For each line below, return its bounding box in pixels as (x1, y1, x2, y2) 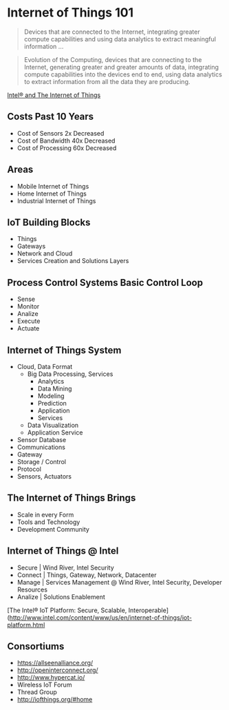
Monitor (17, 302, 40, 311)
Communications (17, 443, 65, 451)
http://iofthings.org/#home (17, 696, 93, 704)
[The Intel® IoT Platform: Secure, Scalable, (7, 606, 127, 614)
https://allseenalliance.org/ (17, 659, 94, 667)
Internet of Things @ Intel (7, 545, 119, 557)
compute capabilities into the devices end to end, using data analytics (23, 70, 222, 79)
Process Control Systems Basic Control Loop (7, 277, 204, 289)
